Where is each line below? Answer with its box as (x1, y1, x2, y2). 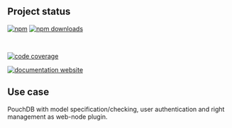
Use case (7, 86, 50, 98)
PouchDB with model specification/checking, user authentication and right (7, 105, 225, 113)
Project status (7, 6, 71, 18)
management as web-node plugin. (7, 112, 108, 121)
